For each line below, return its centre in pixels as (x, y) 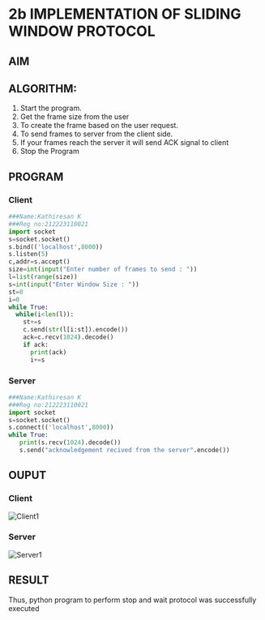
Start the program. (51, 108)
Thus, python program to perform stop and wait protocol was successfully (132, 600)
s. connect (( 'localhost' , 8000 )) (61, 428)
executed (24, 608)
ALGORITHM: (43, 89)
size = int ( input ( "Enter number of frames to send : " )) (103, 269)
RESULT (29, 580)
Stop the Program (49, 152)
